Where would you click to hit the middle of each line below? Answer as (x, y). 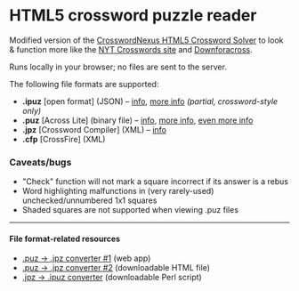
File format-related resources (65, 238)
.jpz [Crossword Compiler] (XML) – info (94, 129)
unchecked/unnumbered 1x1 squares (89, 200)
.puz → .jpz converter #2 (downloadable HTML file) (116, 268)
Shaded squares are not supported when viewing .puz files (130, 210)
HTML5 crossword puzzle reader (133, 16)
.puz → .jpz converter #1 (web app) (86, 258)
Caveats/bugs (40, 162)
